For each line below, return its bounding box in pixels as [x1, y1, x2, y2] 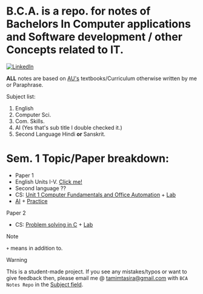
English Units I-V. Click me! [15, 178, 83, 185]
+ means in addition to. [6, 244, 63, 252]
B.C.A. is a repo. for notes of [6, 4, 151, 18]
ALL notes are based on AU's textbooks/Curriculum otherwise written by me [6, 75, 197, 82]
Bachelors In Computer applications [6, 17, 191, 31]
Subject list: [6, 93, 36, 100]
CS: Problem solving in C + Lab [15, 221, 93, 228]
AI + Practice [15, 197, 48, 204]
